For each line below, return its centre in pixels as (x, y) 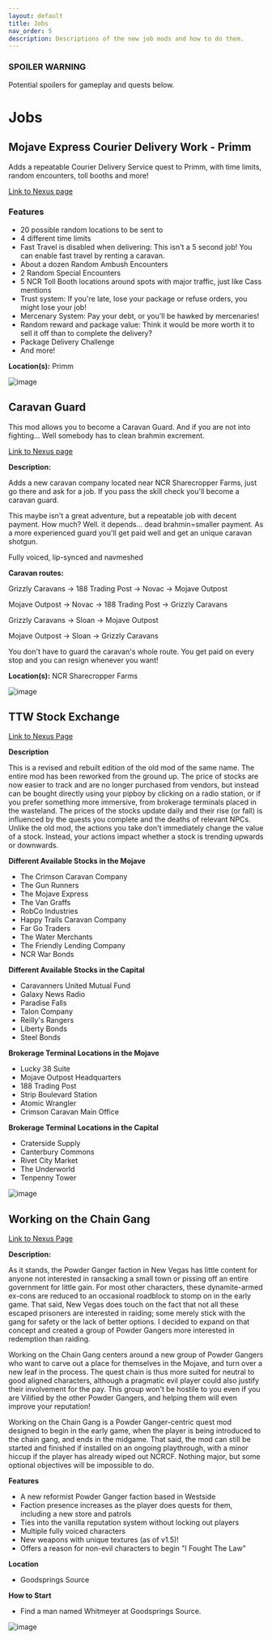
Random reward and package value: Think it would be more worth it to (137, 324)
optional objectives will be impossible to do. (81, 1466)
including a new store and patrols (76, 1514)
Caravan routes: (36, 573)
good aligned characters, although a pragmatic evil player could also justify (134, 1380)
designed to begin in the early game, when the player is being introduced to (135, 1431)
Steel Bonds (40, 1037)
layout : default (36, 16)
